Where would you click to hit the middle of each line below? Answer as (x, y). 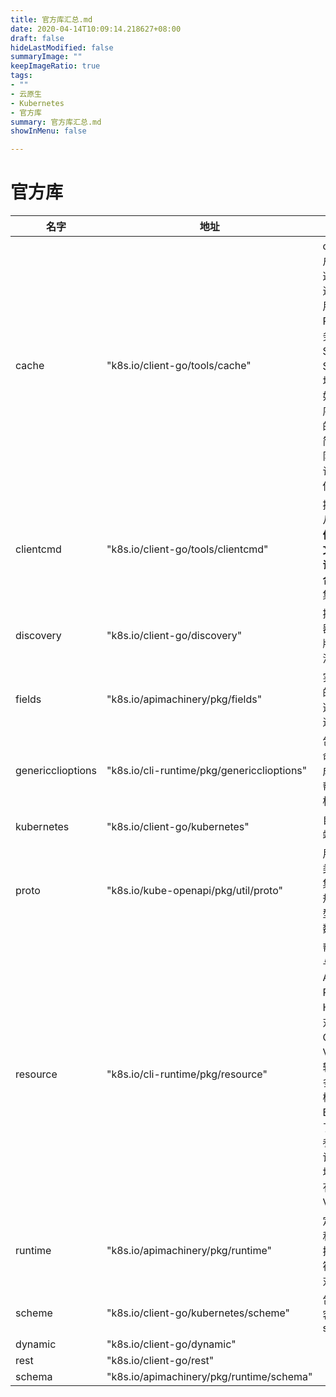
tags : (21, 76)
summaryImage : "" (46, 57)
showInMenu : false (48, 131)
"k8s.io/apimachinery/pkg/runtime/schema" (209, 1377)
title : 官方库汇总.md (51, 19)
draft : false (37, 38)
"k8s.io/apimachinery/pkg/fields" (184, 699)
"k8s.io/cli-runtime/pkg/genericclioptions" (207, 771)
